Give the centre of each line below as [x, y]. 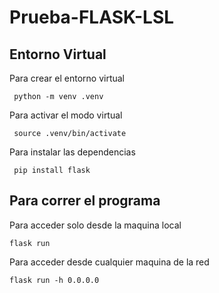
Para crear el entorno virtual [67, 78]
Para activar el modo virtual [66, 115]
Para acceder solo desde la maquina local [95, 225]
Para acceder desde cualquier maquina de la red [109, 262]
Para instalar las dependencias [72, 152]
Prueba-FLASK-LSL [92, 17]
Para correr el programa [85, 201]
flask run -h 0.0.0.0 [54, 280]
